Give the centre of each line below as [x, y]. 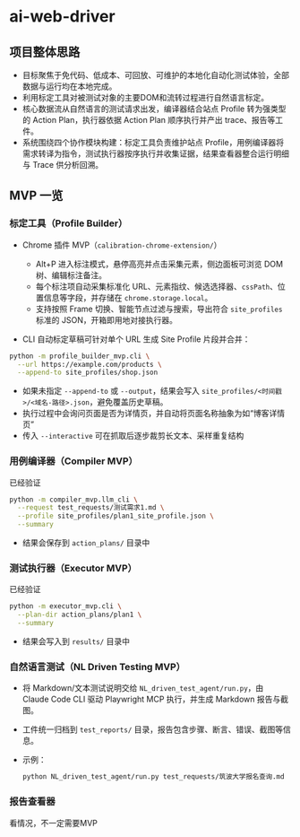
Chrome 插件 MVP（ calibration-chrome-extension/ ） [122, 245]
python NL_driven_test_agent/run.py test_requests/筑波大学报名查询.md [153, 777]
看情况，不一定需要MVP [54, 823]
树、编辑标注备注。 [71, 275]
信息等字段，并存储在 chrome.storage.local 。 [128, 297]
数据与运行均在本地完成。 [69, 86]
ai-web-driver [62, 17]
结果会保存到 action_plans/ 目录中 [86, 543]
